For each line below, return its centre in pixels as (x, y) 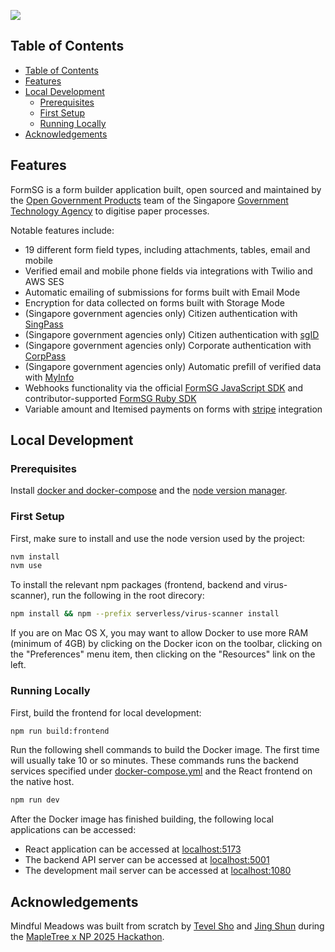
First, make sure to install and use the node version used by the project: (158, 538)
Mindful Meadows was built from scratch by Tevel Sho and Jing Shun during (167, 926)
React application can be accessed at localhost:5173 (133, 849)
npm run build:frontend (60, 731)
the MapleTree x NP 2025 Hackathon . (87, 937)
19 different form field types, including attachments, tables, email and (167, 249)
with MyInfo (49, 377)
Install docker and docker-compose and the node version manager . (149, 491)
